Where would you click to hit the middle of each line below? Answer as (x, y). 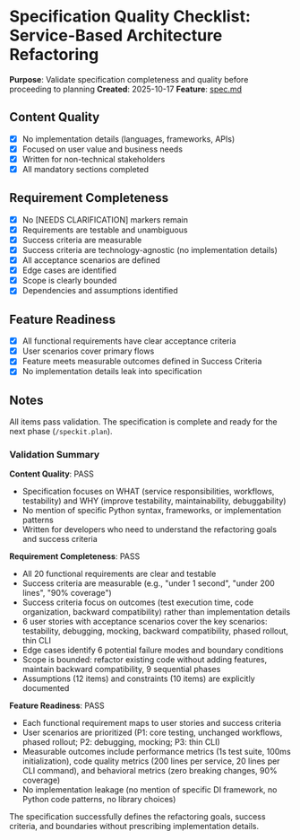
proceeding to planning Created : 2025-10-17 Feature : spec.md (126, 89)
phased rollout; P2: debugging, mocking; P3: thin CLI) (121, 742)
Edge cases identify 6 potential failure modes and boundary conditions (153, 650)
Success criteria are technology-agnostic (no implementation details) (150, 250)
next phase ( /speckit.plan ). (61, 432)
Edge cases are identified (69, 270)
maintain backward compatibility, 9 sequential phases (121, 669)
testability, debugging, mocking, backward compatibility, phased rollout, (155, 631)
